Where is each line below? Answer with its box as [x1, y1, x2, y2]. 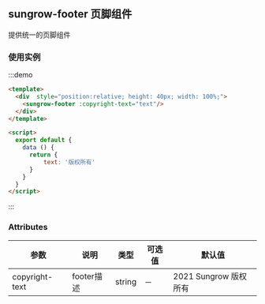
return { [28, 151, 58, 160]
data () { [22, 144, 55, 152]
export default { [15, 137, 73, 144]
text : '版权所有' [43, 158, 96, 166]
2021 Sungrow [173, 271, 230, 282]
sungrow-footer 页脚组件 [8, 7, 132, 21]
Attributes [8, 222, 48, 233]
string [115, 276, 137, 287]
